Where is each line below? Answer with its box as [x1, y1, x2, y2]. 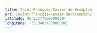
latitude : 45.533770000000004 [5, 16, 66, 21]
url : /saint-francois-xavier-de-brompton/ [5, 12, 92, 16]
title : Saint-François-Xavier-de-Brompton [5, 7, 92, 12]
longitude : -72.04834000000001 [5, 20, 68, 26]
